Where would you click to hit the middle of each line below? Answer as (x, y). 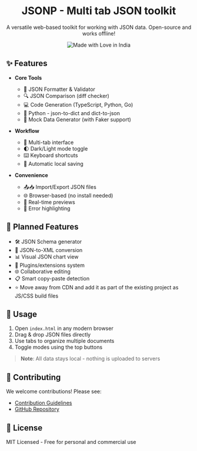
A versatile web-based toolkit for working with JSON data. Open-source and (99, 27)
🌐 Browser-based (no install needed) (68, 195)
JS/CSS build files (36, 296)
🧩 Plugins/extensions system (50, 265)
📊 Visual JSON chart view (46, 256)
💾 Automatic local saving (53, 164)
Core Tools (28, 77)
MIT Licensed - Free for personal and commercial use (71, 442)
